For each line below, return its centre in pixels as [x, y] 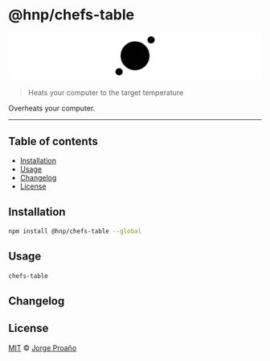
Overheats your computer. [52, 108]
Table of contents [53, 141]
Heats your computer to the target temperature [106, 93]
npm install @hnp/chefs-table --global [75, 231]
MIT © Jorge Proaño [43, 347]
